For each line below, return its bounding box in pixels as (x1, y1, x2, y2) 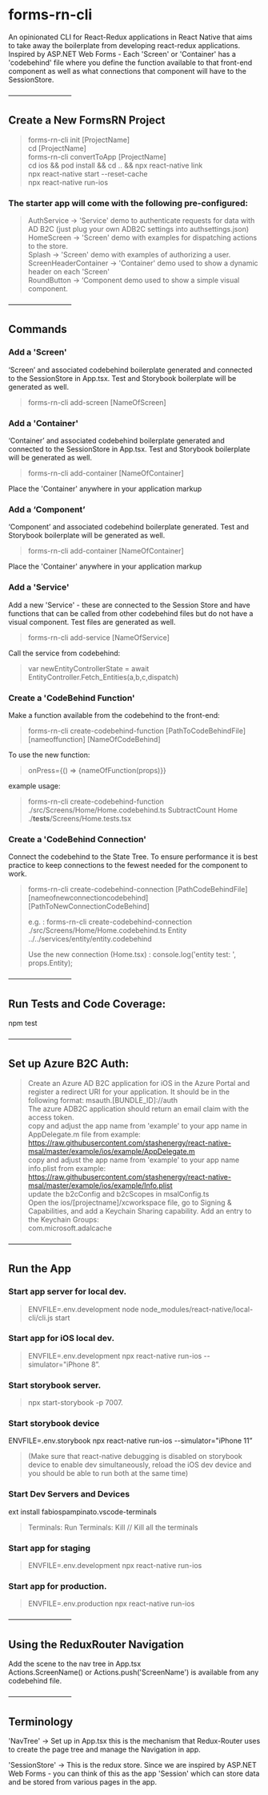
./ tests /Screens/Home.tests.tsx (27, 813, 132, 823)
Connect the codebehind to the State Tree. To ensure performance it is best (8, 852, 258, 861)
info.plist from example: (27, 1163, 106, 1173)
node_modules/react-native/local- (140, 1304, 254, 1314)
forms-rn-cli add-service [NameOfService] (27, 632, 170, 642)
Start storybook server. (8, 1380, 102, 1391)
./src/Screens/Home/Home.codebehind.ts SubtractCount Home (27, 804, 238, 815)
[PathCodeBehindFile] (175, 885, 248, 894)
